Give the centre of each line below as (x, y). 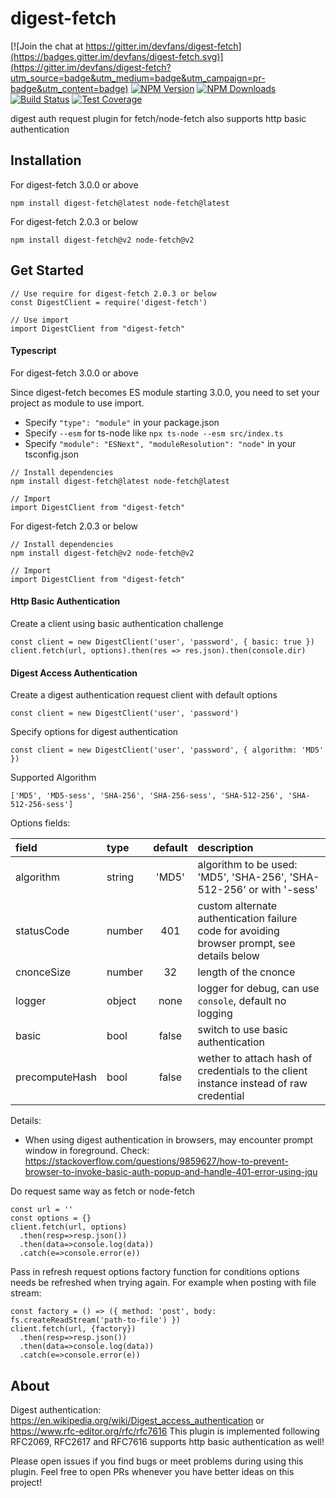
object (121, 1001)
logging (215, 1014)
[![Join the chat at (47, 46)
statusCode (42, 931)
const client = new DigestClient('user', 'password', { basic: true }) (162, 642)
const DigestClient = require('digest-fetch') (109, 302)
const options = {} (51, 1218)
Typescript (33, 351)
